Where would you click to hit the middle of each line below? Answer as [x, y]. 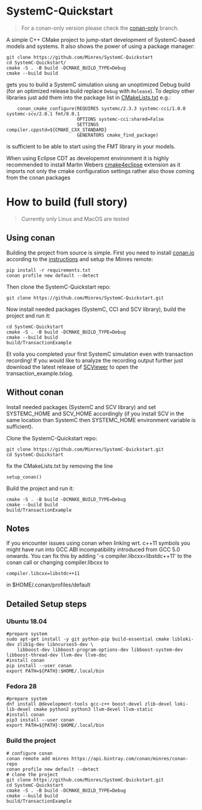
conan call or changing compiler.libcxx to [58, 562]
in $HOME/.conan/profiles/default [49, 585]
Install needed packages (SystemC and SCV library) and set [81, 407]
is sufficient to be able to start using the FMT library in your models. [91, 146]
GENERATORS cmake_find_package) [118, 135]
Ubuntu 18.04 [27, 621]
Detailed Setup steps [46, 604]
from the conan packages [39, 177]
